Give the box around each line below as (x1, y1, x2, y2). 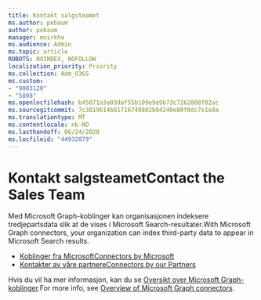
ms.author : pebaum (8, 19, 68, 27)
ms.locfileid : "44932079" (8, 135, 92, 143)
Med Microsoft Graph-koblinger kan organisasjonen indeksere (8, 211, 209, 221)
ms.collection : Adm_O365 (8, 70, 89, 78)
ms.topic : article (8, 48, 68, 56)
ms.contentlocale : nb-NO (8, 121, 89, 128)
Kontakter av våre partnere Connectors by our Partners (19, 260, 196, 269)
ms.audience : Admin (8, 41, 72, 49)
